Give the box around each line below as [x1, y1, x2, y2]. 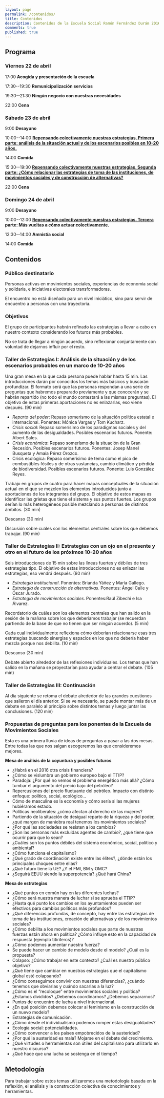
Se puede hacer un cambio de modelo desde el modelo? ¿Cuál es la [12, 947, 149, 953]
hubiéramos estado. [12, 803, 53, 809]
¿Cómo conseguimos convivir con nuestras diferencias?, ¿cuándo [12, 978, 145, 984]
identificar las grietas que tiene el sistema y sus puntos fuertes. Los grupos [5, 496, 157, 502]
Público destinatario [5, 270, 54, 277]
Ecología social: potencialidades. [12, 1025, 79, 1031]
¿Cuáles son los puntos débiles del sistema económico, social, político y [12, 840, 158, 846]
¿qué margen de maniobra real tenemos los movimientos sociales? [12, 819, 146, 825]
